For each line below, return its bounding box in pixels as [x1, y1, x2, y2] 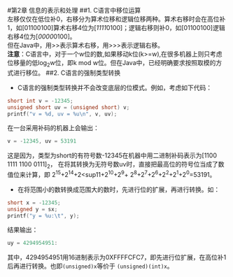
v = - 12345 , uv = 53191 [7, 138, 77, 145]
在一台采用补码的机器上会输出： [7, 124, 99, 132]
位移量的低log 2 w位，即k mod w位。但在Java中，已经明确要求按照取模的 [7, 59, 216, 69]
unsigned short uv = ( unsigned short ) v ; [7, 104, 130, 111]
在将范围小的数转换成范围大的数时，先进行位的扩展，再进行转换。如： [17, 185, 220, 194]
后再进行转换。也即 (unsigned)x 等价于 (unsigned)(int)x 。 [7, 262, 174, 271]
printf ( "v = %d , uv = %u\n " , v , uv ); [7, 111, 118, 118]
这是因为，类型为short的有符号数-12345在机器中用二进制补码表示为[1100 [7, 151, 217, 159]
